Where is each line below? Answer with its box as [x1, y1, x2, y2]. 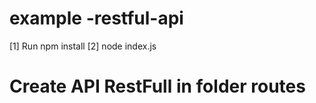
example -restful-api [9, 7, 184, 30]
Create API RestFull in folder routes [9, 75, 306, 98]
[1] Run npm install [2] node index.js [9, 40, 157, 52]
